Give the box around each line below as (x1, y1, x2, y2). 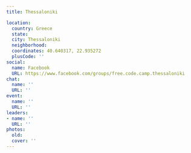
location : (6, 19, 31, 26)
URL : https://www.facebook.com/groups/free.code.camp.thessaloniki (11, 70, 186, 76)
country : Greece (11, 25, 53, 31)
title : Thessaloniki (6, 8, 59, 15)
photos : (6, 126, 26, 133)
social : (6, 59, 26, 65)
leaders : (6, 109, 28, 116)
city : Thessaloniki (11, 37, 61, 43)
